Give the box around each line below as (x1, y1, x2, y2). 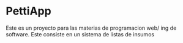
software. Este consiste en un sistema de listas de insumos (6, 30, 154, 38)
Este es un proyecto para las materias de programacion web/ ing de (6, 24, 177, 31)
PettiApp (6, 4, 51, 18)
